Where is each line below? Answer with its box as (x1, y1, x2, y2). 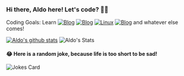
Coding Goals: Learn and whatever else (6, 19, 179, 26)
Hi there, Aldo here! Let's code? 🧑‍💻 (6, 5, 109, 14)
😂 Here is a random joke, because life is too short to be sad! (6, 50, 158, 57)
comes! (6, 25, 25, 32)
